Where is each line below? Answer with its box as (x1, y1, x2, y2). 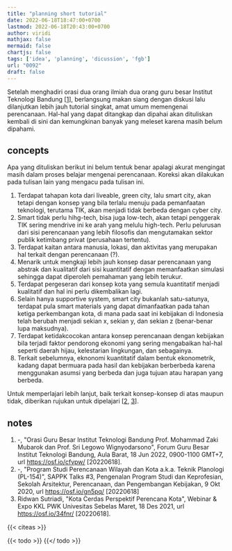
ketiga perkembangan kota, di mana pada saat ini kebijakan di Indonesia (17, 310, 224, 318)
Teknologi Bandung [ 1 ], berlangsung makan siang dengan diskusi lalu (7, 95, 206, 103)
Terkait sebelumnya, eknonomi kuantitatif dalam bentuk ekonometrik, (17, 354, 215, 362)
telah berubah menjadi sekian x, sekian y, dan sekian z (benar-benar (17, 317, 213, 326)
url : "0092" (7, 62, 42, 69)
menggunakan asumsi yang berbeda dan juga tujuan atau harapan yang (17, 369, 224, 377)
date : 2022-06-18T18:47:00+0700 (7, 17, 101, 24)
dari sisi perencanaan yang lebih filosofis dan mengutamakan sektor (17, 228, 213, 237)
